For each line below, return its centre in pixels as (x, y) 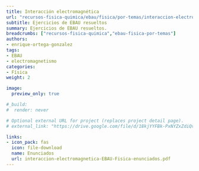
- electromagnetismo (32, 61)
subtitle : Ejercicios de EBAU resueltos (57, 22)
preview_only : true (36, 94)
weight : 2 (18, 78)
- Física (17, 72)
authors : (17, 39)
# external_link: (28, 126)
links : (14, 137)
